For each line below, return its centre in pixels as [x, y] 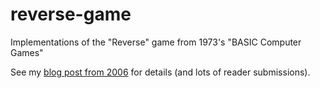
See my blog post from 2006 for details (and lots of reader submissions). [160, 72]
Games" [27, 52]
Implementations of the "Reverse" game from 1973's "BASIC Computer [156, 42]
